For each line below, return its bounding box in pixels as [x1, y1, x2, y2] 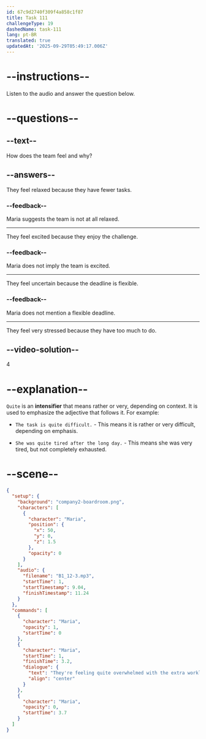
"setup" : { [12, 493, 40, 500]
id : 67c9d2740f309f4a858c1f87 [6, 9, 84, 15]
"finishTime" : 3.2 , [22, 659, 72, 665]
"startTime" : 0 [22, 630, 62, 637]
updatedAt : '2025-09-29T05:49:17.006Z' [6, 44, 109, 50]
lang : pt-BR [6, 32, 37, 38]
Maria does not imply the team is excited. [6, 262, 110, 270]
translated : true [6, 37, 51, 44]
